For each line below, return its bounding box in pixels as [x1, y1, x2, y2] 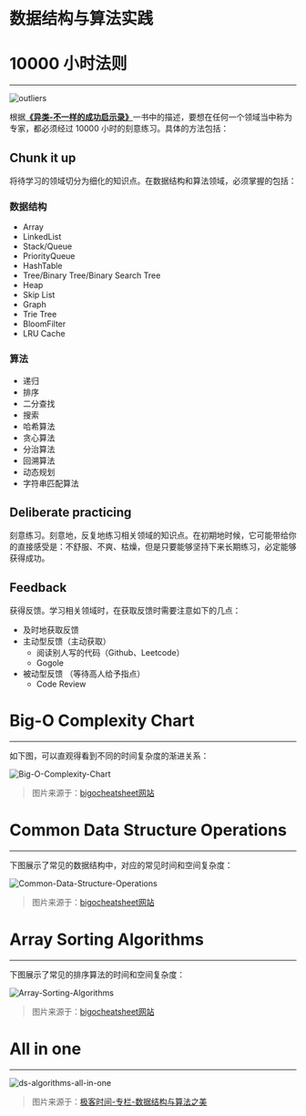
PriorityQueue [22, 251, 76, 262]
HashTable [22, 261, 63, 272]
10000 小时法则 [9, 54, 127, 74]
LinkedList [22, 232, 62, 243]
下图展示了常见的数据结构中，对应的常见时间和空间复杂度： [9, 860, 233, 871]
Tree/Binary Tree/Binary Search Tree [22, 270, 161, 281]
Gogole [36, 657, 64, 668]
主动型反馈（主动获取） [22, 635, 111, 647]
